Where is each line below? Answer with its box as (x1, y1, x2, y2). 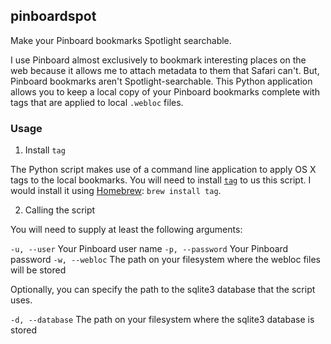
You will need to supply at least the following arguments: (10, 224, 243, 236)
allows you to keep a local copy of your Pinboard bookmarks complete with (10, 85, 320, 98)
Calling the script (24, 204, 96, 216)
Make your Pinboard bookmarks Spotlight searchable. (10, 34, 232, 46)
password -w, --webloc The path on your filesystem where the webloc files (10, 254, 321, 266)
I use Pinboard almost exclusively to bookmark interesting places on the (10, 54, 307, 66)
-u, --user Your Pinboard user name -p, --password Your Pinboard (10, 243, 289, 255)
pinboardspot (10, 8, 97, 25)
